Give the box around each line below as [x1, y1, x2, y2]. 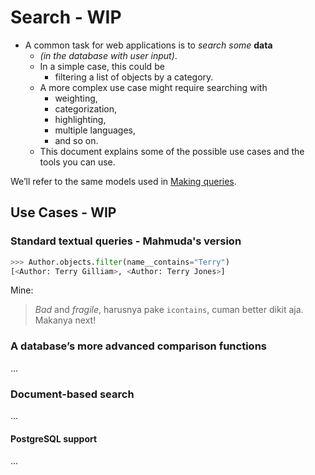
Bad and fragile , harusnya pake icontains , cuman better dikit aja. [34, 304, 304, 316]
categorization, [54, 102, 118, 115]
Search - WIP [10, 6, 122, 29]
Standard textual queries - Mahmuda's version [10, 234, 242, 248]
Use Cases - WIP [10, 204, 117, 221]
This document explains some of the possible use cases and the [39, 145, 305, 157]
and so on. [54, 134, 99, 146]
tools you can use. [39, 156, 116, 168]
